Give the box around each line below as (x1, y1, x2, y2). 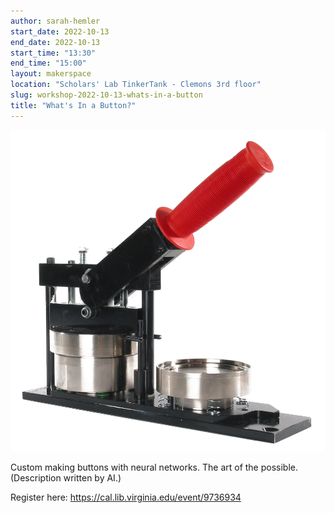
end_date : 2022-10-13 (10, 37, 101, 47)
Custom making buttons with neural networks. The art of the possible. (10, 461, 299, 473)
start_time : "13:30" (10, 48, 97, 58)
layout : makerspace (10, 69, 92, 79)
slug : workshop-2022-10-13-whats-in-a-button (10, 90, 203, 100)
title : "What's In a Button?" (10, 100, 137, 110)
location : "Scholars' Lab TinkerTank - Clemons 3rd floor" (10, 80, 262, 90)
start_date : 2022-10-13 (10, 26, 110, 37)
